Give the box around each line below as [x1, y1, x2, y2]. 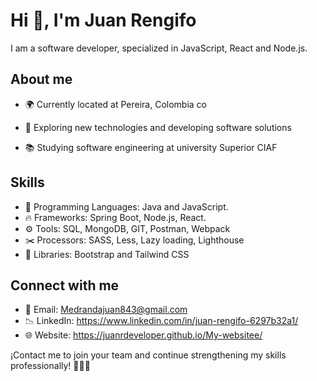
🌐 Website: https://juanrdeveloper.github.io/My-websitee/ [24, 329, 263, 341]
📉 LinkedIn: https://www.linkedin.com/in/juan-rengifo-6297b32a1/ [24, 315, 299, 327]
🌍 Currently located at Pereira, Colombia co [24, 98, 207, 110]
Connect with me [10, 277, 120, 294]
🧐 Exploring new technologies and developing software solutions [24, 121, 292, 133]
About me [10, 71, 73, 88]
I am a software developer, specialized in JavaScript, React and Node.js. [10, 42, 308, 54]
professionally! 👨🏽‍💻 [10, 360, 91, 372]
